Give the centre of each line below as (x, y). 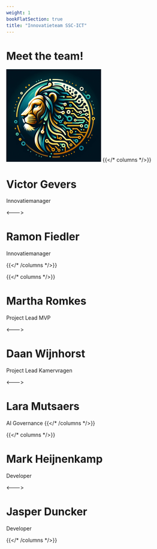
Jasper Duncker (47, 512)
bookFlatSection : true (34, 19)
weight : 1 (19, 13)
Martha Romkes (46, 301)
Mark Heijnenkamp (55, 459)
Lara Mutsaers (43, 407)
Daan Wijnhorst (46, 354)
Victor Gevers (41, 184)
